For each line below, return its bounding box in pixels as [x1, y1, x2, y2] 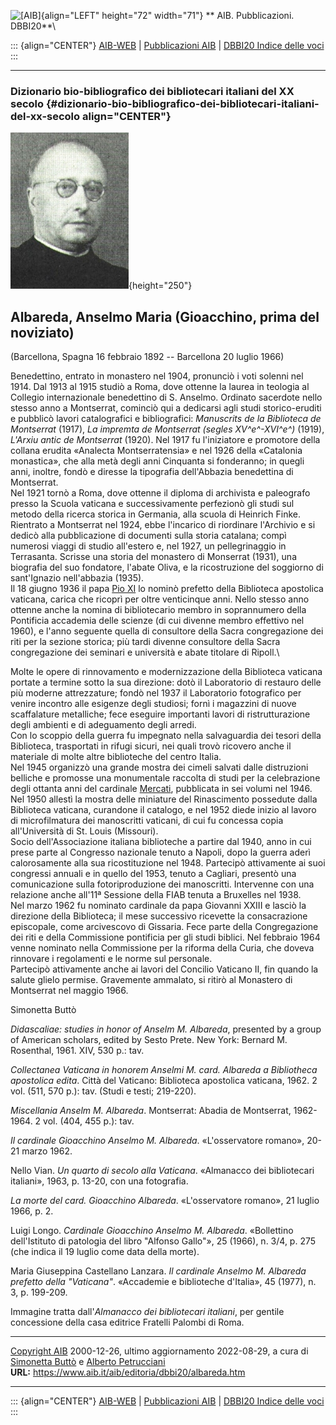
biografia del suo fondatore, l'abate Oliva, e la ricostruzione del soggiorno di [10, 561, 324, 574]
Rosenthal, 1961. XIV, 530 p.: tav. [10, 1045, 145, 1057]
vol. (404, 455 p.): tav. [43, 1115, 135, 1127]
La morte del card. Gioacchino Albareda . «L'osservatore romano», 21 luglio [10, 1195, 320, 1207]
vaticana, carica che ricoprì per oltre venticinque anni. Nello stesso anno [10, 593, 310, 605]
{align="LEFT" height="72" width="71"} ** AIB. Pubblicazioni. [40, 10, 295, 21]
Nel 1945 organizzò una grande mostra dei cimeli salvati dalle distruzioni [10, 761, 309, 774]
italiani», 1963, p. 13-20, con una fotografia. [10, 1175, 189, 1187]
